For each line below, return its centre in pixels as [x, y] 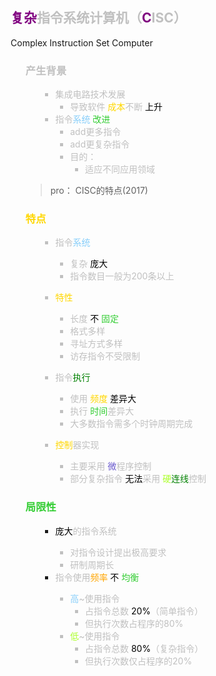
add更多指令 [96, 132]
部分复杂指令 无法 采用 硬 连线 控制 [138, 479]
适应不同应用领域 [120, 169]
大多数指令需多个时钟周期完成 [132, 424]
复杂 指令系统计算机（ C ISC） [98, 18]
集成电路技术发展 [90, 94]
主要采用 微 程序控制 [111, 466]
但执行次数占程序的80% [134, 623]
